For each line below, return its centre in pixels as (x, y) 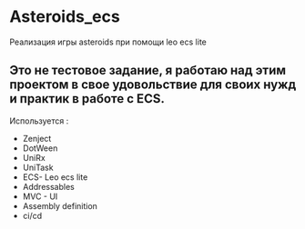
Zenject (37, 138)
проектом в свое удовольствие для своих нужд (153, 85)
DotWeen (40, 148)
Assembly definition (60, 205)
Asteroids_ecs (65, 17)
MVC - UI (40, 196)
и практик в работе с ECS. (87, 99)
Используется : (39, 121)
